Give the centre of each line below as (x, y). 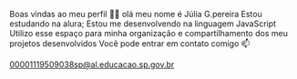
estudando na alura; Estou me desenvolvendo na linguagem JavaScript (143, 24)
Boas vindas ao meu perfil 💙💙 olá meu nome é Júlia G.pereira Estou (136, 14)
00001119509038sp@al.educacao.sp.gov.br (92, 64)
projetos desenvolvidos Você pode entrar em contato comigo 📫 (130, 44)
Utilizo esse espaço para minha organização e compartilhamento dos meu (149, 33)
